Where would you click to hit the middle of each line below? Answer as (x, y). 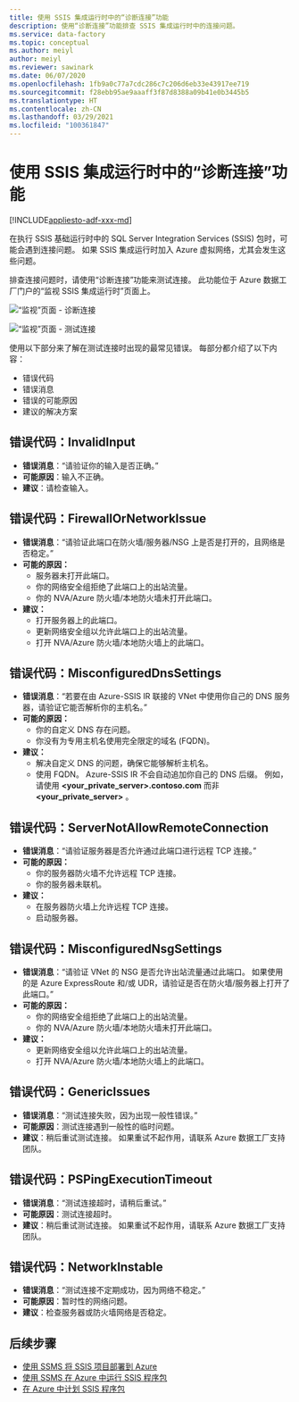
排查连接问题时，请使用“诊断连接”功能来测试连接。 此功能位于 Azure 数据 (144, 280)
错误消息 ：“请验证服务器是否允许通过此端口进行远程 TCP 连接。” (139, 851)
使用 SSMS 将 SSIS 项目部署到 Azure (90, 1366)
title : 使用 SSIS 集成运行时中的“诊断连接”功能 (89, 17)
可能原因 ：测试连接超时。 (69, 1214)
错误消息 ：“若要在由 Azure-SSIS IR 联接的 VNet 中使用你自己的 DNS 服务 (156, 697)
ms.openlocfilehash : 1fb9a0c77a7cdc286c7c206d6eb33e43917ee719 (129, 84)
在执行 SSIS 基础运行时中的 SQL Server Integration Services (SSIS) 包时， (145, 238)
